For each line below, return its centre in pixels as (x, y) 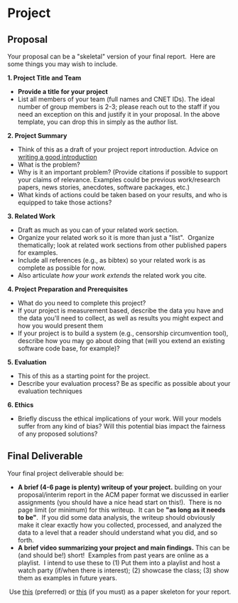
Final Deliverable (45, 456)
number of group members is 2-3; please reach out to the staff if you (119, 107)
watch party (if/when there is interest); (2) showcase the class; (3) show (123, 570)
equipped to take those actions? (65, 202)
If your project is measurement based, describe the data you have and (120, 310)
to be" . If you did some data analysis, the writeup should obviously (116, 517)
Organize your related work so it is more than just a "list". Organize (116, 237)
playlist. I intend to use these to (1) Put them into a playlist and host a (119, 562)
